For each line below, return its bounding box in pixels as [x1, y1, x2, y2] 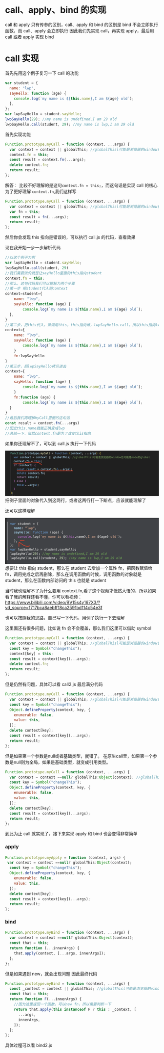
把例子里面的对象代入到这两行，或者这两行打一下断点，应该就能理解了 [5, 497, 146, 503]
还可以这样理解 [5, 507, 35, 513]
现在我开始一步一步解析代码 [5, 245, 61, 251]
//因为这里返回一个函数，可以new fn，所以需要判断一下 [14, 1002, 111, 1007]
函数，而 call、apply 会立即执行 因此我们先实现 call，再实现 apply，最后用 [5, 27, 154, 33]
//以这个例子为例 [5, 255, 35, 260]
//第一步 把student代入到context [5, 286, 68, 291]
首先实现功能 [5, 131, 31, 137]
